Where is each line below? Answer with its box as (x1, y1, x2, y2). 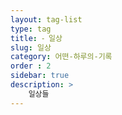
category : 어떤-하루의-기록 (10, 52, 113, 62)
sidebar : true (10, 71, 70, 81)
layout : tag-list (10, 14, 83, 25)
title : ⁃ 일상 (10, 33, 63, 43)
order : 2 (10, 61, 52, 71)
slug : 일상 (10, 42, 52, 53)
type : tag (10, 24, 52, 34)
